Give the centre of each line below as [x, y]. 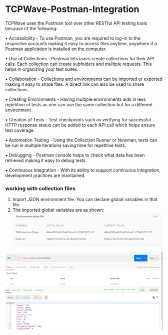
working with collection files [40, 188]
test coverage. [20, 130]
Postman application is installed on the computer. [56, 49]
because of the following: [31, 28]
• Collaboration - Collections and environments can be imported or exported [84, 79]
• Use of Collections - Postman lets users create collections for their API [79, 58]
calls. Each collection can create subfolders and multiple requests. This [78, 64]
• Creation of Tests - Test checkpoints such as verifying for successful [78, 119]
